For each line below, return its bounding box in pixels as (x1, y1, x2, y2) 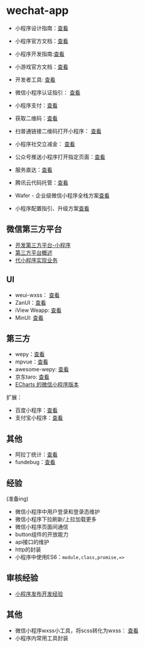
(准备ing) (6, 495, 29, 502)
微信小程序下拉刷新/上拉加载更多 (14, 516, 97, 523)
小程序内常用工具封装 (14, 634, 68, 642)
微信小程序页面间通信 (14, 523, 68, 530)
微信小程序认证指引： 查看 (14, 88, 80, 96)
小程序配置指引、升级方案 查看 (14, 204, 89, 212)
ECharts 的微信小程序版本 (14, 381, 79, 388)
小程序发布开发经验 (14, 590, 63, 597)
